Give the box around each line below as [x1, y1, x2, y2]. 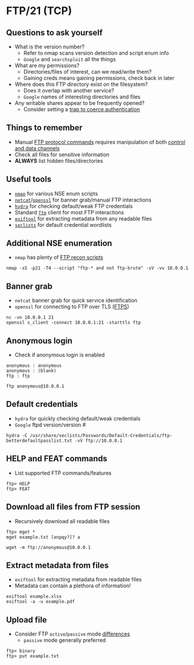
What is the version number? [14, 43, 85, 50]
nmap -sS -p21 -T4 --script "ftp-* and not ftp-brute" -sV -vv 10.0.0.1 [6, 265, 189, 272]
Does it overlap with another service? [23, 87, 114, 94]
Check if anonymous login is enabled [14, 352, 105, 359]
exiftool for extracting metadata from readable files [14, 576, 142, 583]
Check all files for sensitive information [14, 151, 110, 158]
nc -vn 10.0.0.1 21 [6, 315, 54, 320]
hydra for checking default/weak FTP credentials [14, 202, 133, 210]
